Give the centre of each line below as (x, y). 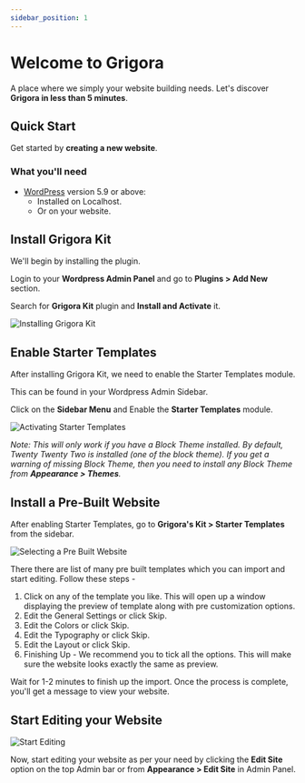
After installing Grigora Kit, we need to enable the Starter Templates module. (153, 375)
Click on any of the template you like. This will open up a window (144, 597)
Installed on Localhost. (79, 201)
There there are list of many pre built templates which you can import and (148, 569)
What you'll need (49, 172)
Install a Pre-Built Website (85, 502)
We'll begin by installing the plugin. (75, 261)
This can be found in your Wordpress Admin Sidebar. (109, 392)
